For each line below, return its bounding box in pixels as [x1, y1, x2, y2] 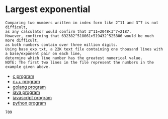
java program [12, 89, 40, 95]
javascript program [12, 94, 52, 100]
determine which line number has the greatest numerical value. [5, 55, 143, 61]
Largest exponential [5, 4, 91, 15]
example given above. [5, 64, 51, 69]
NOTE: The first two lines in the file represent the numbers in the [5, 59, 154, 65]
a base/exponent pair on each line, [5, 51, 82, 56]
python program [12, 100, 46, 106]
